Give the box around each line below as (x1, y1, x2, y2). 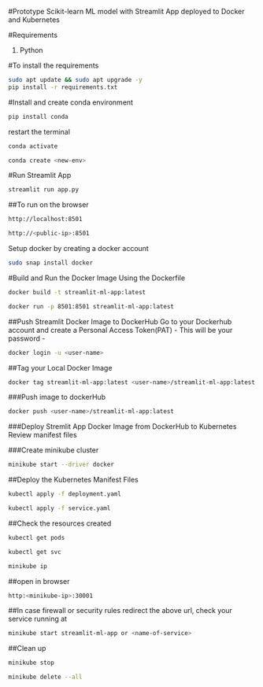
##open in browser (8, 576, 70, 585)
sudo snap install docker (8, 259, 93, 267)
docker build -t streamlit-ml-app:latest (8, 288, 146, 296)
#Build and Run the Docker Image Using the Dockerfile (8, 273, 186, 283)
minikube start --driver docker (8, 460, 114, 469)
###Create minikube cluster (8, 445, 99, 455)
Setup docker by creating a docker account (8, 244, 150, 253)
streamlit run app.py (8, 186, 80, 194)
